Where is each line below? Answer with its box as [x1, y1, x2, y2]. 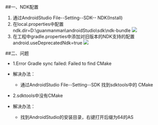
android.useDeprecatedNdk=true [12, 40, 83, 46]
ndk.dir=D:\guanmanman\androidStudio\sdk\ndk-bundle [12, 27, 131, 34]
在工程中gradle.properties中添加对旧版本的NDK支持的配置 [12, 34, 135, 39]
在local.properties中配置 [12, 21, 64, 27]
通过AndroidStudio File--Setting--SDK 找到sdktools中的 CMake [20, 82, 153, 87]
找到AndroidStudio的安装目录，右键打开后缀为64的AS [20, 114, 134, 120]
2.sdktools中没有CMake [12, 92, 63, 99]
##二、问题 [5, 50, 29, 56]
